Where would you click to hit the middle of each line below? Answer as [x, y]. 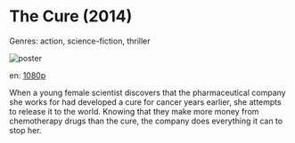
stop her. [25, 130]
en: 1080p [28, 75]
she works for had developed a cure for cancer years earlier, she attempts [146, 102]
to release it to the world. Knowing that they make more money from [134, 111]
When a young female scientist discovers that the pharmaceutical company [148, 92]
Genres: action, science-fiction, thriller [80, 41]
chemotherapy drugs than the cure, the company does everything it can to [146, 121]
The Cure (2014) [71, 16]
